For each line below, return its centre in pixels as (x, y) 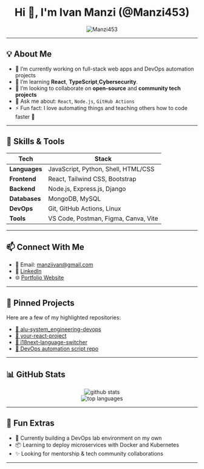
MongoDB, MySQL (75, 198)
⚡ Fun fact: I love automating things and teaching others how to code (101, 108)
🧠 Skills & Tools (36, 141)
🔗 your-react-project (41, 336)
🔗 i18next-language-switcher (51, 342)
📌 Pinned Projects (40, 303)
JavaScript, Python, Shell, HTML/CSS (101, 168)
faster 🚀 (25, 116)
